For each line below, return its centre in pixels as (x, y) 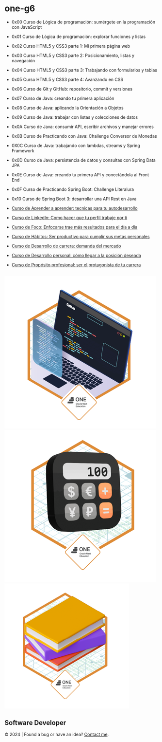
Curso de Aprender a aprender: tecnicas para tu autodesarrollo (74, 208)
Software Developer (35, 723)
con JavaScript (27, 27)
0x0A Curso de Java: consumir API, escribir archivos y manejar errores (82, 127)
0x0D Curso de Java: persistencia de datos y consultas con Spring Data (83, 160)
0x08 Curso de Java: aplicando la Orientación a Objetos (68, 108)
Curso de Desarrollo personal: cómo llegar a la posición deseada (76, 255)
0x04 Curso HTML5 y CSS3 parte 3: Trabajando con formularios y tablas (84, 70)
